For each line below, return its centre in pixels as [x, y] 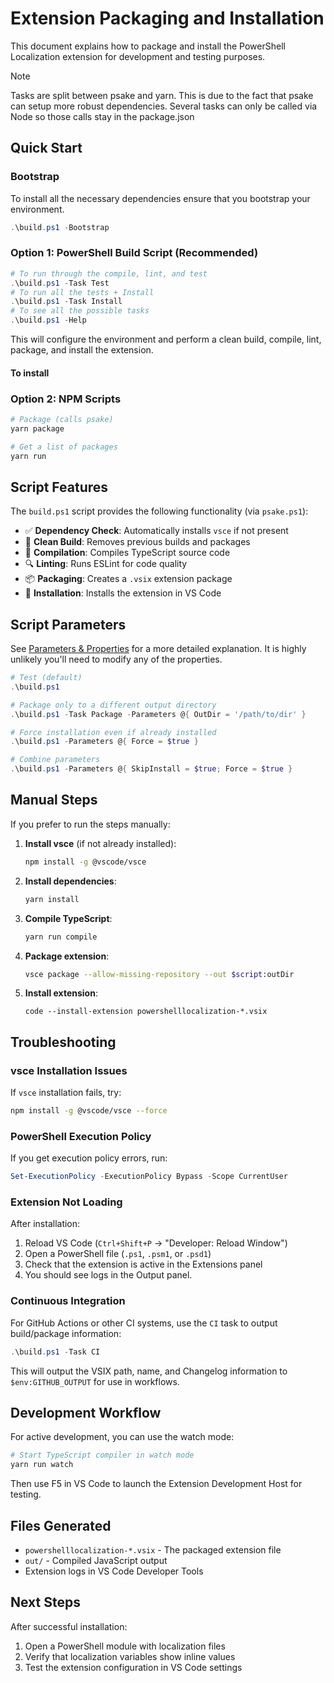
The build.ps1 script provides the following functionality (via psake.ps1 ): [159, 511]
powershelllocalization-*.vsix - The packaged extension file [153, 1549]
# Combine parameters [55, 760]
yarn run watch [42, 1465]
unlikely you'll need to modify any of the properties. [116, 659]
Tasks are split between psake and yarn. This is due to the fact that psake [162, 95]
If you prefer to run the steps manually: [90, 824]
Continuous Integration [68, 1301]
